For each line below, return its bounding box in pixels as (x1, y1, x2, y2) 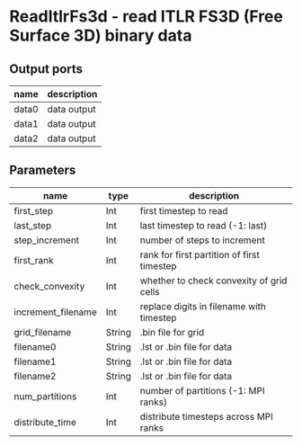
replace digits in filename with (139, 299, 267, 312)
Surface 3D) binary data (9, 25, 192, 46)
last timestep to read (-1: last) (139, 219, 268, 231)
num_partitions (13, 389, 77, 402)
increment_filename (13, 306, 97, 318)
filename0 (13, 340, 57, 352)
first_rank (13, 254, 54, 266)
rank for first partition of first (139, 248, 261, 261)
